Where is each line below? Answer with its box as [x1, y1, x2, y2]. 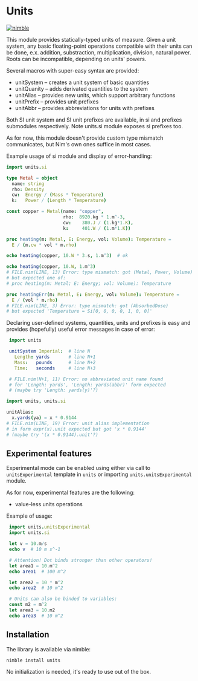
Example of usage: [6, 512, 53, 520]
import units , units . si [6, 398, 66, 405]
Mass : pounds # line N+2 [14, 359, 96, 365]
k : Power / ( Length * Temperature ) [11, 198, 107, 204]
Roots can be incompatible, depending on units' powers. [6, 55, 147, 62]
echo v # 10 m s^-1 [8, 546, 61, 552]
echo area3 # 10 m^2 [8, 613, 63, 619]
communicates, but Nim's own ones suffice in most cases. [6, 140, 152, 148]
